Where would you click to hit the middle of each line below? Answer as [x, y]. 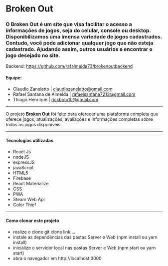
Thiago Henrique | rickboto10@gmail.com [56, 99]
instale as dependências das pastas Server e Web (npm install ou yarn [85, 237]
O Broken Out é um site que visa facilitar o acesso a [69, 24]
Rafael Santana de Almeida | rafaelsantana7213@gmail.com [74, 94]
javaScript [23, 167]
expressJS [24, 162]
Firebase [22, 178]
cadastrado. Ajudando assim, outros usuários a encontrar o [79, 49]
